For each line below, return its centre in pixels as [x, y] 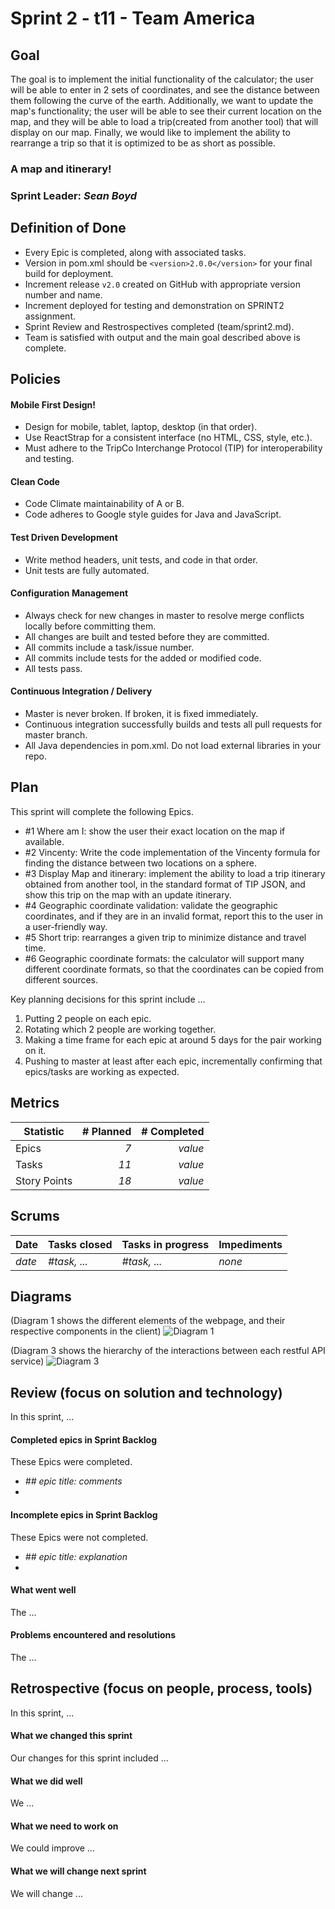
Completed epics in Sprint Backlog [84, 1439]
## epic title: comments [73, 1481]
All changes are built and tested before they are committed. [147, 636]
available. [44, 841]
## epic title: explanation [76, 1556]
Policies [36, 379]
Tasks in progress [165, 1244]
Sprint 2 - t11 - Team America [133, 18]
